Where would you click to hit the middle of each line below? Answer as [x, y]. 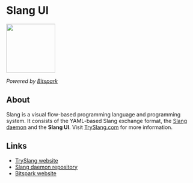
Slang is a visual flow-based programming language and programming [93, 114]
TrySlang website [36, 160]
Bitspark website [36, 173]
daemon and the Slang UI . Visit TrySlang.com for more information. [90, 127]
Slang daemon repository [46, 167]
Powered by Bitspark [32, 81]
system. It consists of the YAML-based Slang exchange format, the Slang [97, 121]
